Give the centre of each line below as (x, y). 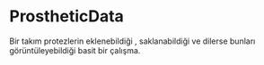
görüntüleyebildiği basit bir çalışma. (75, 50)
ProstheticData (66, 16)
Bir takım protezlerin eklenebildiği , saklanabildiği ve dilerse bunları (132, 41)
